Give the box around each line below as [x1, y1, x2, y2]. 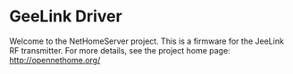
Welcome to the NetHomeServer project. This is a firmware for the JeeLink [9, 36, 284, 46]
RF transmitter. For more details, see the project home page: [9, 45, 230, 55]
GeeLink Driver [9, 6, 122, 27]
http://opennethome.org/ [9, 54, 101, 65]
